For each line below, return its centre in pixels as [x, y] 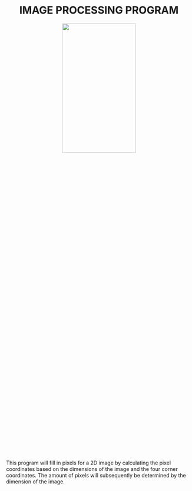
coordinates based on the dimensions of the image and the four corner [92, 469]
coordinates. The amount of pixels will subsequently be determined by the [96, 475]
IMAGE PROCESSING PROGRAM [99, 10]
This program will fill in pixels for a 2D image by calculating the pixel [89, 463]
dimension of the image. [35, 482]
